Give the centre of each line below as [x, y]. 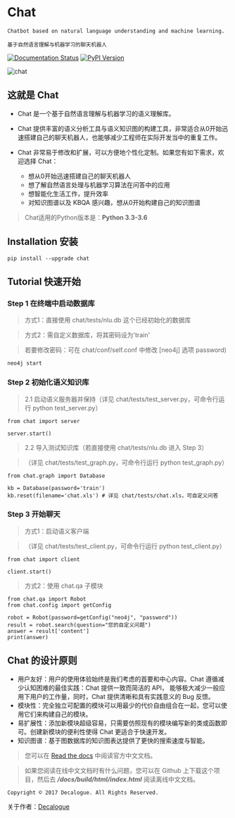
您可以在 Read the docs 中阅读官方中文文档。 [90, 755]
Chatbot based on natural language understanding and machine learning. [116, 31]
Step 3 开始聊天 [34, 515]
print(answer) [28, 637]
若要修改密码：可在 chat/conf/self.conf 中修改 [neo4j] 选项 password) [126, 350]
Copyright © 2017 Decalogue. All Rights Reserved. [83, 793]
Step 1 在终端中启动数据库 [51, 303]
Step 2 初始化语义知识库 [48, 382]
